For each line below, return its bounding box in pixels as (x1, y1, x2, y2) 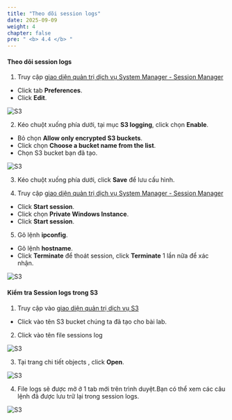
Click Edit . (17, 94, 47, 102)
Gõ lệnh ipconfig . (17, 230, 68, 240)
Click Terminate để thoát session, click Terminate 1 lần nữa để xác (17, 251, 209, 260)
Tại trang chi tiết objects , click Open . (17, 358, 125, 366)
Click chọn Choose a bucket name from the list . (17, 142, 156, 150)
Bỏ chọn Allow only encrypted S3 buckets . (17, 134, 143, 142)
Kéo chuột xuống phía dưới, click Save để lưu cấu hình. (17, 176, 175, 184)
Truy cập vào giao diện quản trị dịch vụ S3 (17, 303, 139, 312)
